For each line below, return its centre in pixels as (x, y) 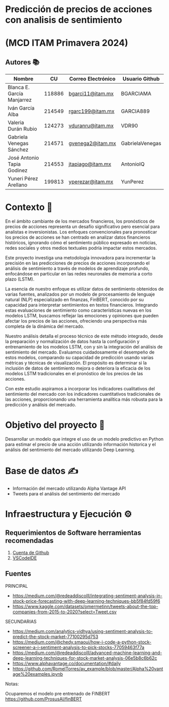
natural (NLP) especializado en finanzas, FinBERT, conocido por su (75, 300)
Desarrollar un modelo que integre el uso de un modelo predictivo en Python (84, 439)
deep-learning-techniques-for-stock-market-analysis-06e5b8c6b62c (85, 658)
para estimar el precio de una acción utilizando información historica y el (80, 445)
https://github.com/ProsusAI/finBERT (44, 699)
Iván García (21, 108)
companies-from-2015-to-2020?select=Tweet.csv (64, 612)
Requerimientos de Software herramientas (73, 533)
